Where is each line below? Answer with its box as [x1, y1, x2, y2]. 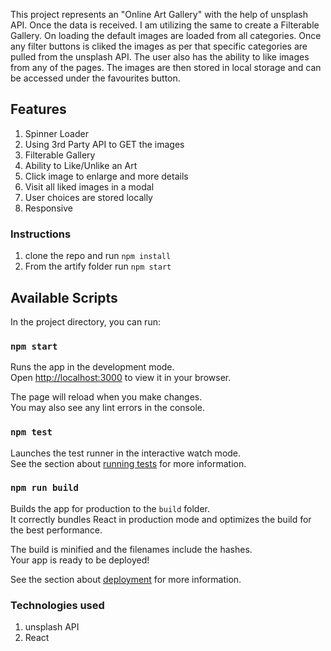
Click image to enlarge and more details [24, 170, 189, 182]
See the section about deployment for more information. [10, 573, 242, 585]
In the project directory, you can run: [10, 315, 161, 328]
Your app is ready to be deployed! [10, 554, 150, 566]
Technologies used [10, 598, 105, 612]
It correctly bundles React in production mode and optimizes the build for [10, 513, 312, 525]
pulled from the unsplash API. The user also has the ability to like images [10, 51, 310, 63]
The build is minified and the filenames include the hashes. [10, 543, 253, 555]
